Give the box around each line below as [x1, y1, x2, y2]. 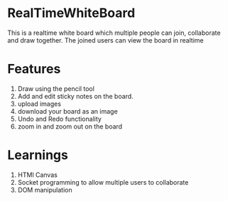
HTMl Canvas [17, 170, 58, 179]
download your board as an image [17, 107, 119, 115]
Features [7, 61, 61, 77]
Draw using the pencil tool [17, 84, 94, 93]
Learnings [7, 147, 69, 163]
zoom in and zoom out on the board [17, 122, 123, 131]
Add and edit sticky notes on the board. [17, 92, 134, 100]
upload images [17, 99, 62, 108]
